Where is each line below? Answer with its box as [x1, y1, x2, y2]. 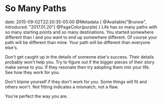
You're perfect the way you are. [5, 93, 68, 99]
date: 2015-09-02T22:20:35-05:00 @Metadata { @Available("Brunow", [5, 19, 147, 25]
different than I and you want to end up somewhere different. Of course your [5, 34, 157, 40]
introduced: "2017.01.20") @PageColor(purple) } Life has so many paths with [5, 24, 158, 30]
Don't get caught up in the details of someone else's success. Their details [5, 54, 154, 59]
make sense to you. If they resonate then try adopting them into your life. [5, 64, 150, 70]
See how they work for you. [5, 69, 60, 75]
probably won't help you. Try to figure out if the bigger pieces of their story [5, 59, 155, 65]
